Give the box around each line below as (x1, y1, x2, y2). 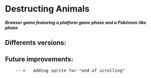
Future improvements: (5, 55, 74, 63)
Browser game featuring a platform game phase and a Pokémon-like (5, 19, 147, 25)
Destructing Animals (5, 3, 90, 14)
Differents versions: (5, 39, 67, 47)
